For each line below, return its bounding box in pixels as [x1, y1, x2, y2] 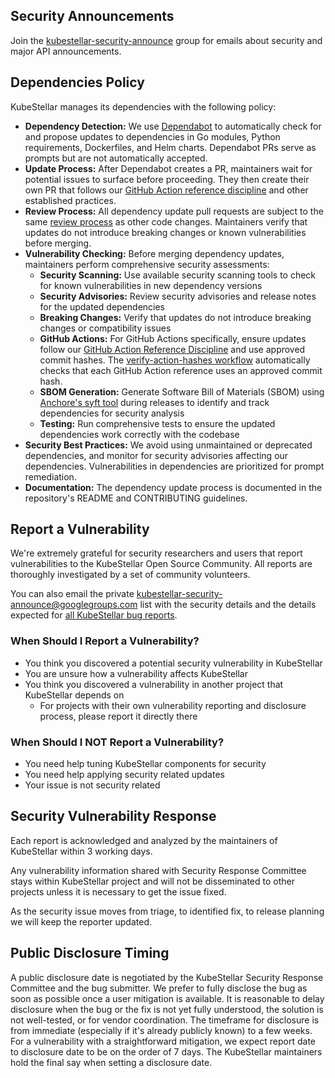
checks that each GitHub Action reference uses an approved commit [39, 364, 323, 376]
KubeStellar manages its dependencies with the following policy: [10, 100, 277, 113]
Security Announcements [10, 8, 175, 25]
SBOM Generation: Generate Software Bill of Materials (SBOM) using [39, 385, 325, 398]
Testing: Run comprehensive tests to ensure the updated [39, 417, 276, 429]
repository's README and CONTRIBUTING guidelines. [24, 492, 248, 504]
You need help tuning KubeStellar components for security [24, 758, 267, 770]
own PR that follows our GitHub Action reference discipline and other [24, 184, 309, 196]
